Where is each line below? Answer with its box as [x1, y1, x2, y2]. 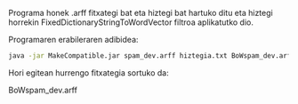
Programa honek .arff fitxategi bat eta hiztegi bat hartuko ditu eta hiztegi [8, 8, 273, 18]
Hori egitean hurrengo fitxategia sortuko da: [8, 67, 170, 78]
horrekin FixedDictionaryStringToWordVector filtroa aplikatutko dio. [8, 17, 254, 28]
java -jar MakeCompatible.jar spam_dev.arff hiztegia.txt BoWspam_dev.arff [8, 52, 295, 60]
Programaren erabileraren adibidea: [8, 35, 139, 44]
